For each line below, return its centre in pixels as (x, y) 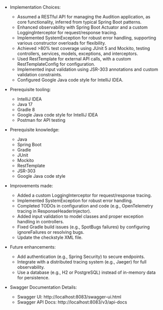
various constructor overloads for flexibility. (61, 43)
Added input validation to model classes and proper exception (80, 216)
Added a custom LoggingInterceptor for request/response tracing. (84, 195)
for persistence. (33, 278)
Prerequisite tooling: (30, 89)
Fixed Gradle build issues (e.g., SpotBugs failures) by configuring (83, 227)
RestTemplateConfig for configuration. (56, 64)
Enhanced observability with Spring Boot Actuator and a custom (82, 27)
